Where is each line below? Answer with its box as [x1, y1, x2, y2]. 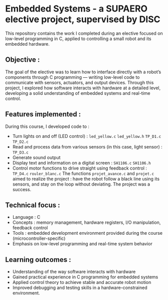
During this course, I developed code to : [5, 123, 89, 129]
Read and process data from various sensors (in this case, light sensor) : [12, 143, 163, 149]
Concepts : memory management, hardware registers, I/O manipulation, [12, 219, 161, 226]
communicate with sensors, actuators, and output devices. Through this [5, 79, 154, 85]
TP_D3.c [12, 150, 29, 155]
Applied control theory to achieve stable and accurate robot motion [12, 279, 151, 285]
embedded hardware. [5, 41, 50, 47]
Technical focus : [5, 201, 60, 209]
